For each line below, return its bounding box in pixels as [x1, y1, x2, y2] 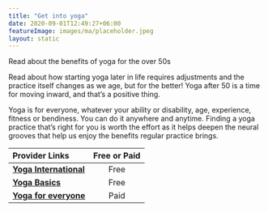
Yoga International [12, 163, 85, 175]
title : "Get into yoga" [8, 11, 89, 20]
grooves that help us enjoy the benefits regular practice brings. [8, 131, 219, 141]
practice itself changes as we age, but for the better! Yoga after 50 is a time [8, 81, 261, 91]
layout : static [8, 34, 60, 43]
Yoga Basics [12, 177, 61, 189]
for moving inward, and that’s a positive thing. [8, 90, 160, 100]
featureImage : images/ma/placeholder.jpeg [8, 27, 154, 35]
